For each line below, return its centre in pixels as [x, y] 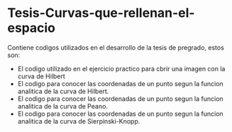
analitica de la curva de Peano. [63, 106]
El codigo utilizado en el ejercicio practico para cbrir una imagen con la [121, 68]
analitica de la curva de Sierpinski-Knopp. [79, 121]
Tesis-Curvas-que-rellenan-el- [101, 13]
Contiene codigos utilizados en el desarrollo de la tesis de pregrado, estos [116, 47]
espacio [31, 28]
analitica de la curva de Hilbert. [63, 91]
